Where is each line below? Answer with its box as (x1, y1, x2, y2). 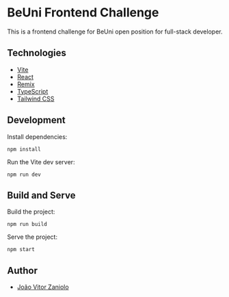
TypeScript (16, 87, 49, 95)
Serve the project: (7, 233, 58, 241)
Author (7, 265, 38, 276)
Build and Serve (7, 190, 76, 201)
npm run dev (7, 171, 41, 178)
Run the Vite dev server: (7, 157, 75, 166)
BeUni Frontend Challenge (7, 5, 159, 21)
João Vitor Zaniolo (16, 283, 70, 292)
